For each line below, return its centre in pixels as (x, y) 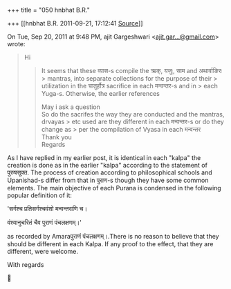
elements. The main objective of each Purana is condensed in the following (114, 188)
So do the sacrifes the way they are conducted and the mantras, (133, 114)
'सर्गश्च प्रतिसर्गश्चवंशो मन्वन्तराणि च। (47, 209)
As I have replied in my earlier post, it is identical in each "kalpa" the (104, 158)
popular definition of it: (40, 195)
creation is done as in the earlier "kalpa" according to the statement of (107, 165)
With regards (26, 265)
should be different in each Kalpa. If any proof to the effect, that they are (110, 244)
